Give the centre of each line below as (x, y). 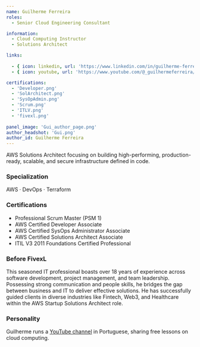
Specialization (27, 177)
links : (14, 55)
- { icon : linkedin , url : (44, 66)
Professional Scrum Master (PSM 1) (58, 218)
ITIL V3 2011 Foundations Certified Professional (73, 243)
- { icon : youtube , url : (42, 72)
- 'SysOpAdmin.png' (36, 99)
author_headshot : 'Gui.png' (41, 132)
